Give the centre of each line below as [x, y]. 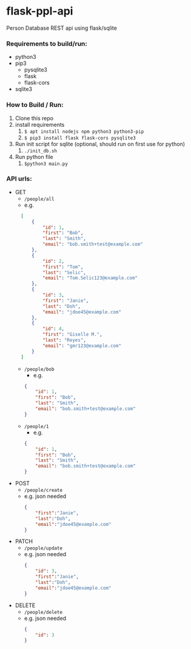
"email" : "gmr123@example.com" [82, 346]
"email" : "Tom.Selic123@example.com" [90, 278]
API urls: [19, 179]
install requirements [40, 124]
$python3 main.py [46, 164]
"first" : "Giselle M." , [72, 335]
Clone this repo [34, 118]
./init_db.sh [41, 151]
